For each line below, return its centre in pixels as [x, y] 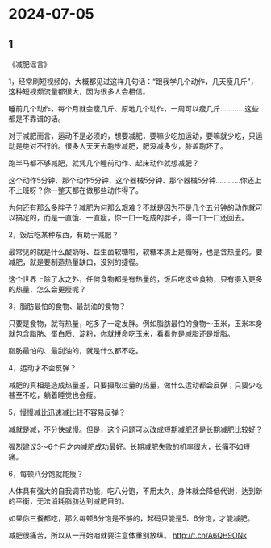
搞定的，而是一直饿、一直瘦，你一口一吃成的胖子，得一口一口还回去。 [131, 218]
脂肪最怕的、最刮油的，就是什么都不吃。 [75, 351]
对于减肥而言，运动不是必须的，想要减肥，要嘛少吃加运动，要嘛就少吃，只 [132, 136]
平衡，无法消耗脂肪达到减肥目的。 [72, 501]
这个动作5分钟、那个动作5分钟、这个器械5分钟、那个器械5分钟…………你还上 [135, 180]
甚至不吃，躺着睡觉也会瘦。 [54, 395]
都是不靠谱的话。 [37, 119]
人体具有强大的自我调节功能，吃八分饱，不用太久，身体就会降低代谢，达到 [132, 491]
